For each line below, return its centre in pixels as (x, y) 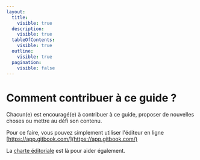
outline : (23, 51)
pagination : (27, 62)
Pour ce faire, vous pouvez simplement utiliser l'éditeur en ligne (85, 133)
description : (28, 29)
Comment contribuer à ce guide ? (92, 98)
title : (20, 18)
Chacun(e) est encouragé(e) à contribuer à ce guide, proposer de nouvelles (100, 115)
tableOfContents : (33, 40)
